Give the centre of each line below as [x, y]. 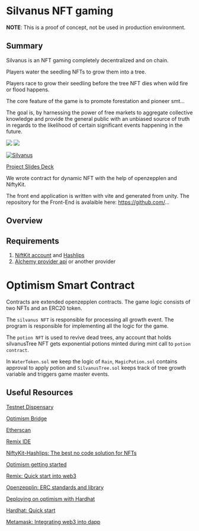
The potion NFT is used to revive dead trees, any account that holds [89, 337]
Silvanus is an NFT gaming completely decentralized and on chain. [87, 60]
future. [14, 131]
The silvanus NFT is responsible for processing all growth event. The [90, 319]
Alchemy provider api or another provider [65, 261]
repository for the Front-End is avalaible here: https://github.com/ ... [88, 202]
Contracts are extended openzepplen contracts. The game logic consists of [98, 302]
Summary [25, 46]
